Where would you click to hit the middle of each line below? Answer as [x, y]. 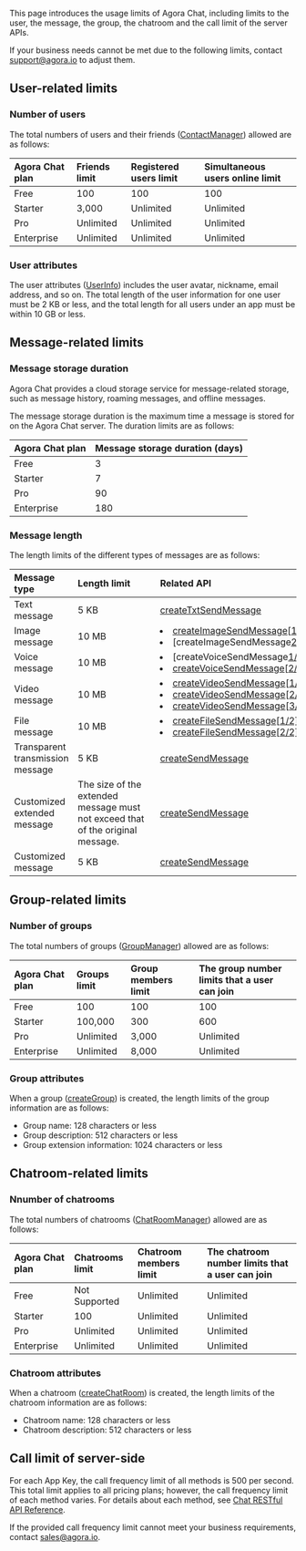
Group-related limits [68, 900]
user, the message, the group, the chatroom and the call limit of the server [149, 23]
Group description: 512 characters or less [100, 1135]
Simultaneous [235, 166]
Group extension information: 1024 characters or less [122, 1144]
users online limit [243, 178]
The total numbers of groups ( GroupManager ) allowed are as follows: [139, 946]
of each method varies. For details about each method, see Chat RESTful [146, 1500]
